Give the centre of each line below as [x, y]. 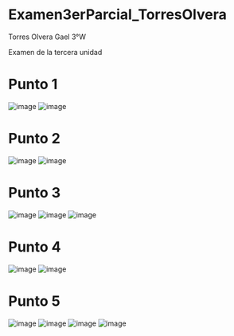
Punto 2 [35, 139]
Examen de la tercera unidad [55, 52]
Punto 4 [35, 246]
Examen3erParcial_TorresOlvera [117, 15]
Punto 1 [33, 84]
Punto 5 [35, 301]
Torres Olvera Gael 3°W [47, 37]
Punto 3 [35, 193]
